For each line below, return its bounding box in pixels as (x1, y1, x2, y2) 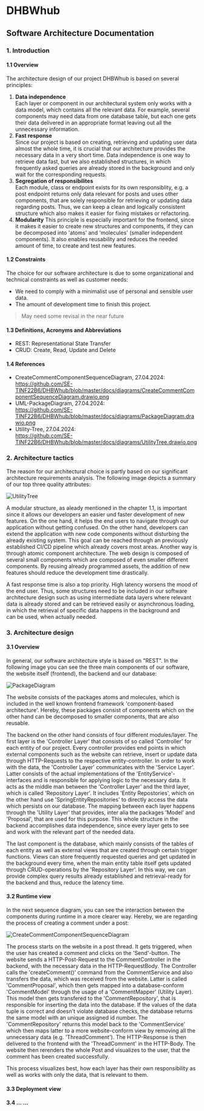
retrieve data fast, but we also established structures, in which (15, 158, 171, 165)
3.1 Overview (6, 643, 39, 651)
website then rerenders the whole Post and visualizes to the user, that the (6, 1046, 190, 1054)
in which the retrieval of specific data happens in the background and (6, 607, 180, 614)
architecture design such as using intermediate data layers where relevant (6, 593, 192, 601)
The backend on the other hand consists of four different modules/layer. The (6, 731, 198, 738)
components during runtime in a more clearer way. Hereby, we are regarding (6, 912, 198, 920)
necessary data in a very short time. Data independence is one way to (15, 151, 191, 158)
